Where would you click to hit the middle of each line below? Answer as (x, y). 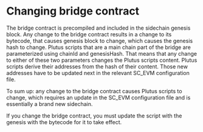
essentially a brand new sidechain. (50, 104)
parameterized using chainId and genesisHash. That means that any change (102, 53)
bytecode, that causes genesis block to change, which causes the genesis (100, 41)
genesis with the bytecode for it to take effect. (64, 122)
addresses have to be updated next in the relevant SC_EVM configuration (98, 73)
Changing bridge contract (73, 11)
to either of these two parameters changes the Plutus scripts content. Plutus (102, 60)
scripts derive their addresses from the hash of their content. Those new (97, 66)
